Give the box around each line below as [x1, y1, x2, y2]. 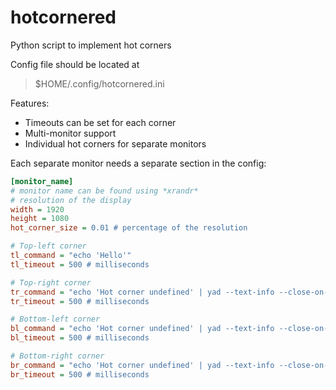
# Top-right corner [10, 277, 92, 288]
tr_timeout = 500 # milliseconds [10, 296, 150, 306]
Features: [10, 97, 50, 109]
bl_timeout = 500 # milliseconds [10, 333, 150, 343]
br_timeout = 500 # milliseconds [10, 369, 150, 380]
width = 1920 [10, 204, 65, 215]
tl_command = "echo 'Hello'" [10, 251, 132, 261]
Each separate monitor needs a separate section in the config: [10, 157, 267, 169]
